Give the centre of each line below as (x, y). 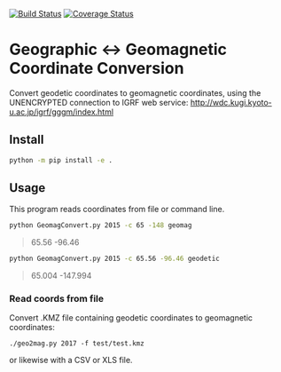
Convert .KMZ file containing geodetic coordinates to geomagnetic (131, 318)
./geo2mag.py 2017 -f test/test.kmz (77, 344)
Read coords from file (57, 299)
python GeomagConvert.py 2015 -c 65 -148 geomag (101, 226)
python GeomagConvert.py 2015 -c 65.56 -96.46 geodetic (114, 259)
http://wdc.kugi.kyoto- (231, 102)
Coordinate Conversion (97, 69)
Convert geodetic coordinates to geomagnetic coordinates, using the (135, 92)
